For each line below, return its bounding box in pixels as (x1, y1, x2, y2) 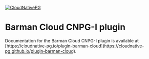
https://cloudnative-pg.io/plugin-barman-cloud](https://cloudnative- (6, 43, 144, 49)
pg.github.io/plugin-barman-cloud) (5, 48, 76, 54)
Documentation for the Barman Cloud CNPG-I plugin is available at (5, 38, 139, 43)
